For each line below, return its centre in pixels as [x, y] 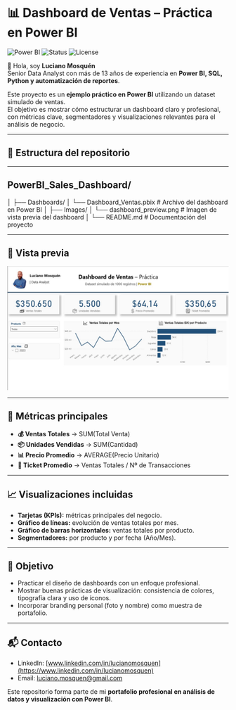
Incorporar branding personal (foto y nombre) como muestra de [110, 606]
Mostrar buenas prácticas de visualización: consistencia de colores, [116, 590]
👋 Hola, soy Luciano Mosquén [51, 65]
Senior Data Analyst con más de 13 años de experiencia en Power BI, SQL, [115, 73]
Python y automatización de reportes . [64, 80]
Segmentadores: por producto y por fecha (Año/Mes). [97, 538]
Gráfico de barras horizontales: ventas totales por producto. [106, 530]
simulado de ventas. [37, 101]
